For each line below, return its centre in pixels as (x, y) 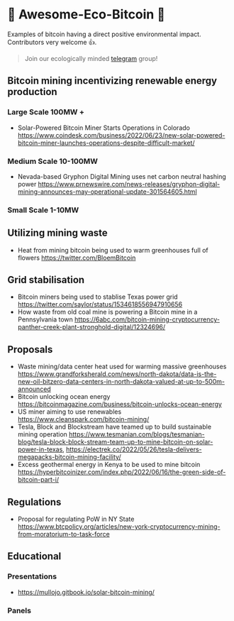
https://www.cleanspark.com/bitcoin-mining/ (83, 419)
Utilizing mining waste (57, 233)
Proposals (30, 350)
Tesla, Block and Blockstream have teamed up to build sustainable (114, 427)
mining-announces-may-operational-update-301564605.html (107, 192)
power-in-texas (40, 449)
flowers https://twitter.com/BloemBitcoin (77, 258)
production (33, 92)
